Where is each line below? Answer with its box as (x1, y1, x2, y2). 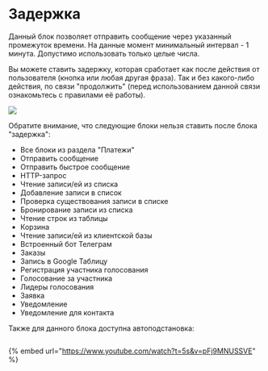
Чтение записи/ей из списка (19, 179, 119, 189)
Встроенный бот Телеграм (19, 239, 112, 248)
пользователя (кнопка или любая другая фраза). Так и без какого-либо (8, 73, 255, 82)
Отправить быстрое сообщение (19, 162, 131, 172)
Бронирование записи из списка (19, 205, 133, 215)
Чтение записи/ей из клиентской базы (19, 231, 153, 240)
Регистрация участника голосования (19, 265, 149, 274)
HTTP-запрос (19, 170, 67, 180)
